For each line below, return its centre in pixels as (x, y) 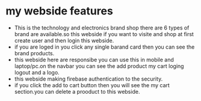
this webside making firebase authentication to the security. (88, 79)
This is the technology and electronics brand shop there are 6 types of (102, 28)
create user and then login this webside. (64, 40)
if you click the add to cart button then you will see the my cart (92, 85)
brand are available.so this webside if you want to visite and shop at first (104, 34)
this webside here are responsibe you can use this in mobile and (94, 60)
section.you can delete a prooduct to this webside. (77, 91)
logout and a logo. (37, 72)
